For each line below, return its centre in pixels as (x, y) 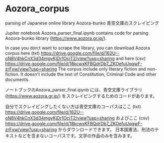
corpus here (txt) (22, 53)
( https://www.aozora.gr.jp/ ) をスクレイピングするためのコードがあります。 (81, 96)
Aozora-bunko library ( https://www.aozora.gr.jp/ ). (56, 38)
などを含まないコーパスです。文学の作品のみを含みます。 (77, 136)
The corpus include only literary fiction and (102, 69)
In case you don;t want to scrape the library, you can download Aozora (78, 48)
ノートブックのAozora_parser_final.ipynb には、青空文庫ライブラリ (74, 89)
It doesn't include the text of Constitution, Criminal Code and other (88, 74)
